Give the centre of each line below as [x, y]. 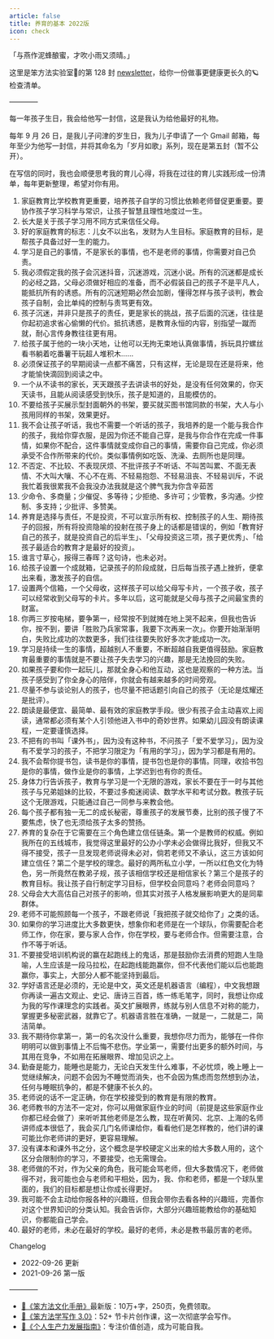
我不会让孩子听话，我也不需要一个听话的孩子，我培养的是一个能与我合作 [142, 425]
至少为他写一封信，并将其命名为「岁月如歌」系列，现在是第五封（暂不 [133, 146]
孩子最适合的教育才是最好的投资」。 [80, 548]
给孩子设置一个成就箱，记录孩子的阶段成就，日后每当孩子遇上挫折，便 [139, 568]
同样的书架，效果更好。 [75, 415]
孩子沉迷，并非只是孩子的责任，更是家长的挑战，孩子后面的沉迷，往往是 [142, 313]
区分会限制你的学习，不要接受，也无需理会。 [96, 1159]
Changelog [28, 1246]
